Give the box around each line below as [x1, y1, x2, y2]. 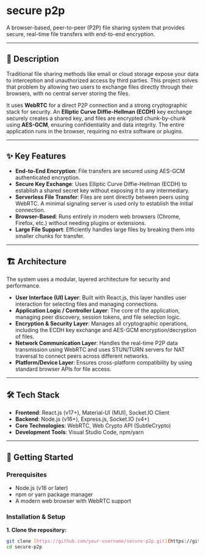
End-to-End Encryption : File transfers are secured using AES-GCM [15, 167, 185, 174]
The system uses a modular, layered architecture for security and [6, 276, 170, 283]
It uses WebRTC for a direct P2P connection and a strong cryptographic [6, 102, 188, 109]
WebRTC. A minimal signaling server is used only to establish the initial [15, 199, 193, 207]
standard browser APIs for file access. [15, 365, 112, 373]
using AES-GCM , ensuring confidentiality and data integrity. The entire [6, 120, 184, 128]
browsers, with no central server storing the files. [6, 89, 130, 97]
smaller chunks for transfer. [15, 232, 85, 239]
